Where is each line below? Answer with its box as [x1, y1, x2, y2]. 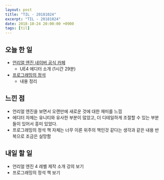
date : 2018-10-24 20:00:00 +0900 [5, 21, 74, 26]
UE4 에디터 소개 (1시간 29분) [19, 66, 76, 72]
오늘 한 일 [5, 45, 33, 54]
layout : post [5, 7, 32, 12]
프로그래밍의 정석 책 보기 [12, 170, 60, 176]
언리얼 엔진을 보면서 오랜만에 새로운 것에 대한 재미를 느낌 [12, 108, 122, 114]
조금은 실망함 [25, 133, 51, 139]
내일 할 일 [5, 149, 33, 158]
